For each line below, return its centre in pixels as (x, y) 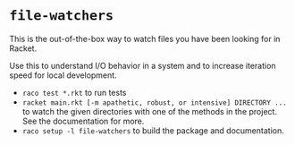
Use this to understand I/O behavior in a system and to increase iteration (143, 65)
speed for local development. (63, 75)
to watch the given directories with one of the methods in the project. (149, 111)
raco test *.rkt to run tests (74, 92)
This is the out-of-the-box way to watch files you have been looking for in (145, 38)
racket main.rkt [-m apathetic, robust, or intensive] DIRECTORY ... (155, 102)
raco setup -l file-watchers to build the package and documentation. (153, 130)
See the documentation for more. (83, 121)
